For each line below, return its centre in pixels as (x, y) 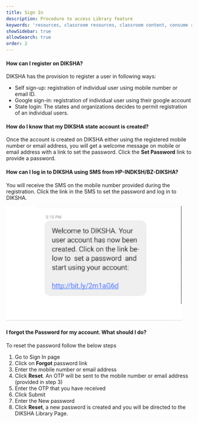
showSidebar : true (29, 31)
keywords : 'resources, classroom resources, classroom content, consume (97, 25)
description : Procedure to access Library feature (70, 19)
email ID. (25, 94)
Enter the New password (44, 401)
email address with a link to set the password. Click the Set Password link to (99, 152)
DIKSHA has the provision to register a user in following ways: (81, 76)
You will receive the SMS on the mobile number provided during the (88, 185)
